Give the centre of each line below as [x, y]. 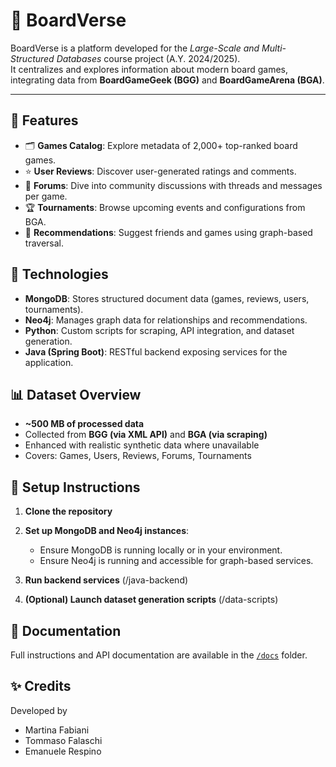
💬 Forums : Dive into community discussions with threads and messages [173, 185]
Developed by [39, 710]
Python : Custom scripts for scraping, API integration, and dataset [159, 330]
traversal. [44, 243]
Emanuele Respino [63, 751]
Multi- [274, 48]
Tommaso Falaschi [63, 740]
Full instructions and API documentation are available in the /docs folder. [159, 655]
